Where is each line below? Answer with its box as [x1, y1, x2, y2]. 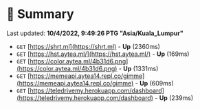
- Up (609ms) [135, 79, 175, 87]
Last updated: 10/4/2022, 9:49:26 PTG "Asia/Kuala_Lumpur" [6, 29, 184, 37]
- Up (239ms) [155, 93, 194, 102]
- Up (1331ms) [118, 64, 159, 72]
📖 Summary [6, 6, 74, 22]
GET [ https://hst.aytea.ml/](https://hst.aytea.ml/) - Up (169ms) [16, 50, 190, 58]
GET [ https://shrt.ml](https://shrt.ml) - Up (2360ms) [16, 42, 161, 50]
